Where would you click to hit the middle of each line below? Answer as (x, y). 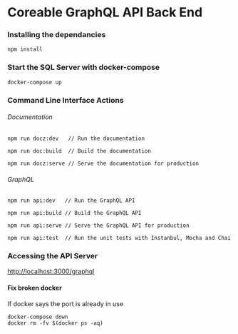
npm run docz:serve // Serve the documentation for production (103, 163)
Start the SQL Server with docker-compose (84, 67)
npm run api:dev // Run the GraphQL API (71, 201)
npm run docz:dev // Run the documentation (76, 138)
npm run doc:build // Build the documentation (79, 151)
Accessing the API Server (53, 256)
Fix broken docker (35, 288)
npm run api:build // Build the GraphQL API (74, 213)
